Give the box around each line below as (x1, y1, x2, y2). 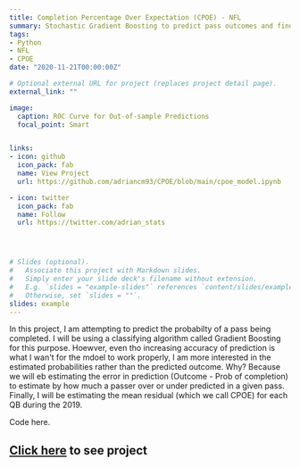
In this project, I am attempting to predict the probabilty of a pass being (9, 323, 271, 335)
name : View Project (17, 169, 90, 178)
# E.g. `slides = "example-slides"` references (9, 282, 198, 291)
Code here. (9, 417, 51, 428)
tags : (9, 29, 29, 38)
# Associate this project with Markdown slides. (9, 266, 202, 275)
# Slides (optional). (9, 258, 90, 267)
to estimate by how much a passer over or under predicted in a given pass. (9, 380, 285, 391)
